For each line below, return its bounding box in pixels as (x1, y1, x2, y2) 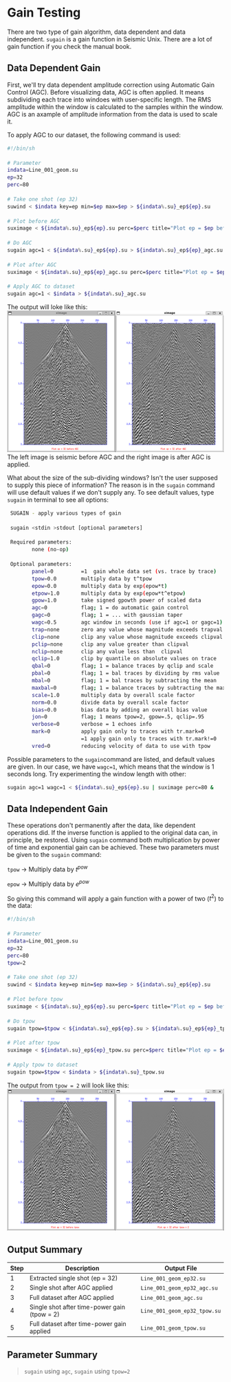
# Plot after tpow (7, 1040, 60, 1047)
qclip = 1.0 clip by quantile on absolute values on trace (32, 655, 217, 662)
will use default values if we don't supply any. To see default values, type (7, 488, 214, 496)
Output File (164, 1264, 197, 1272)
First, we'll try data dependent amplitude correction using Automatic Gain (7, 81, 215, 89)
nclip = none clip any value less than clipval (32, 648, 184, 655)
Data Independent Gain (7, 803, 109, 815)
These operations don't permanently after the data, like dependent (7, 821, 196, 829)
